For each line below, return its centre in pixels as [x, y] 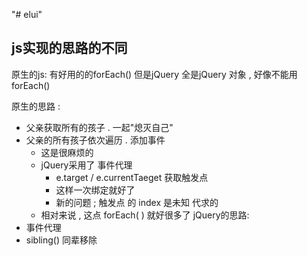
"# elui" [27, 14]
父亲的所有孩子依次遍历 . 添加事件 [95, 140]
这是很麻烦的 [67, 152]
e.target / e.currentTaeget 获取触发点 [132, 177]
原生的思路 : [36, 106]
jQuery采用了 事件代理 [86, 165]
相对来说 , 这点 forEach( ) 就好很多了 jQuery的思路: [145, 215]
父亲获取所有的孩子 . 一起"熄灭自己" [99, 127]
